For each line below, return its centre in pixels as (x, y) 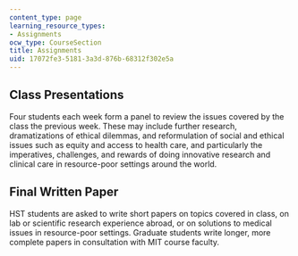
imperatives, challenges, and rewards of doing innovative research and (140, 154)
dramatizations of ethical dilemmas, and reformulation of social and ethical (147, 136)
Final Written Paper (64, 192)
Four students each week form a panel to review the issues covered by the (147, 116)
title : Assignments (46, 51)
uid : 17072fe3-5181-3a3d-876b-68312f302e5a (92, 59)
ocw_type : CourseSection (55, 42)
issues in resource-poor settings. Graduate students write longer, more (140, 232)
